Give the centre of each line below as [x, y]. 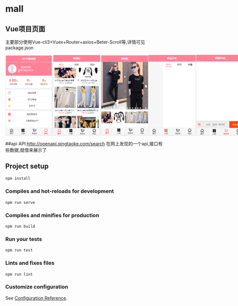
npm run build [20, 226]
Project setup [27, 166]
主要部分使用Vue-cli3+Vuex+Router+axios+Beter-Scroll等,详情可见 [75, 42]
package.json [20, 48]
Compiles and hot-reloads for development [60, 191]
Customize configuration [37, 287]
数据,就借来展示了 [28, 150]
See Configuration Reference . [36, 298]
